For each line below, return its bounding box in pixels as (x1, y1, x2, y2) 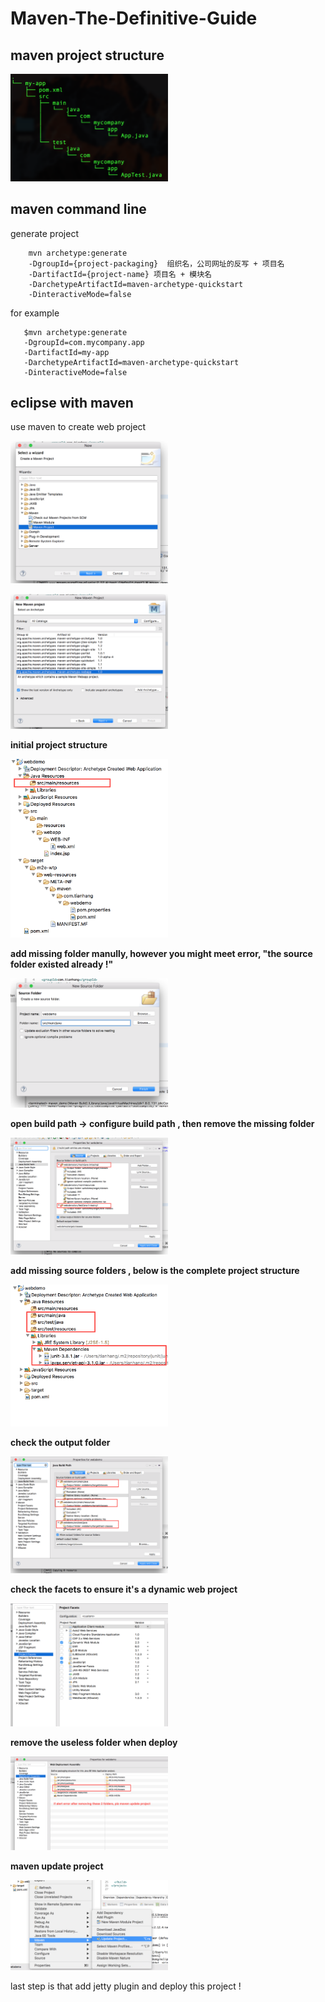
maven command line (10, 201, 147, 218)
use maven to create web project (10, 421, 147, 433)
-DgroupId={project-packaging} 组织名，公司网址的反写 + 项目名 (28, 258, 285, 269)
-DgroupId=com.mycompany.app (23, 337, 145, 347)
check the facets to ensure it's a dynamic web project (10, 1583, 238, 1595)
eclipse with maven (10, 395, 134, 412)
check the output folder (10, 1437, 111, 1449)
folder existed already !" (10, 958, 114, 971)
